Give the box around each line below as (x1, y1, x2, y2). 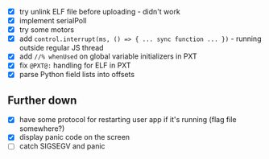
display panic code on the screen (19, 132, 130, 142)
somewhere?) (19, 124, 65, 133)
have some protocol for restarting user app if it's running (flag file (19, 115, 237, 124)
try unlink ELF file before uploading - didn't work (19, 7, 180, 16)
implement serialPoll (19, 16, 87, 26)
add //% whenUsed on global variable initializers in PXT (19, 51, 198, 61)
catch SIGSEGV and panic (19, 141, 106, 151)
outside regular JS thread (19, 43, 104, 53)
